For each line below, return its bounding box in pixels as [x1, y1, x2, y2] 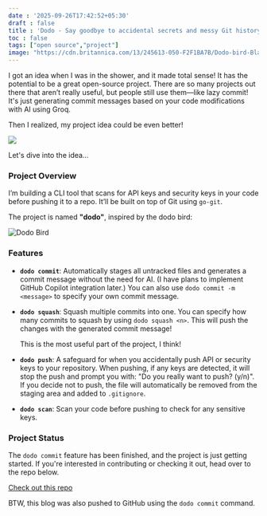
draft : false [8, 19, 56, 27]
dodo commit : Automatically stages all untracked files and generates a [19, 266, 247, 275]
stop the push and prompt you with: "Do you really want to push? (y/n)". [19, 372, 255, 381]
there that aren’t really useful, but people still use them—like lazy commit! [8, 88, 249, 97]
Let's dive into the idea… [8, 151, 89, 160]
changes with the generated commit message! [19, 324, 172, 333]
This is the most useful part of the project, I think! [19, 339, 181, 349]
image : [8, 49, 30, 57]
